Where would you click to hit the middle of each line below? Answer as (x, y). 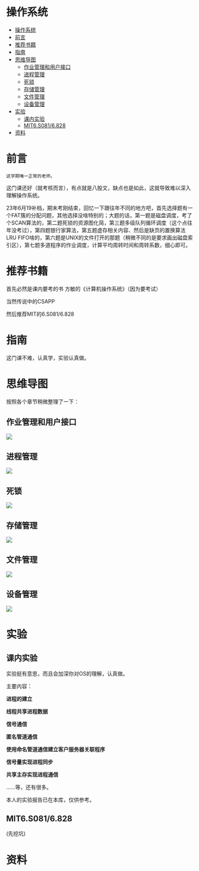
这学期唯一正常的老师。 (31, 176)
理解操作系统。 (24, 195)
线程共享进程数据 (27, 711)
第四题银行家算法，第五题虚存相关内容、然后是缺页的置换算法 (110, 230)
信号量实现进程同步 (30, 762)
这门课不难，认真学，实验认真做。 (48, 357)
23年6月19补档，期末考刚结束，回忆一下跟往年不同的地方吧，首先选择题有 (97, 208)
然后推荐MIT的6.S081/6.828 (40, 314)
